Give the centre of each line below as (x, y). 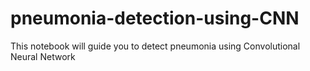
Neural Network (43, 56)
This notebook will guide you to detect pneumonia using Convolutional (155, 46)
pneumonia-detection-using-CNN (155, 18)
